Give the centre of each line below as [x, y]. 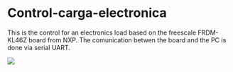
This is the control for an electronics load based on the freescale [102, 32]
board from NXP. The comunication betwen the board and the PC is [127, 40]
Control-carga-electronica [87, 13]
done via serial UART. [39, 47]
